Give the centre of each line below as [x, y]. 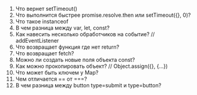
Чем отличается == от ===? [51, 79]
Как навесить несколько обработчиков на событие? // [85, 34]
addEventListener [37, 41]
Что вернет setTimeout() [46, 9]
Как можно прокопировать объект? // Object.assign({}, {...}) [92, 66]
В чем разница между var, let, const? [63, 28]
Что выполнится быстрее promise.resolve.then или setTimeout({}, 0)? [103, 15]
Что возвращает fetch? [45, 53]
